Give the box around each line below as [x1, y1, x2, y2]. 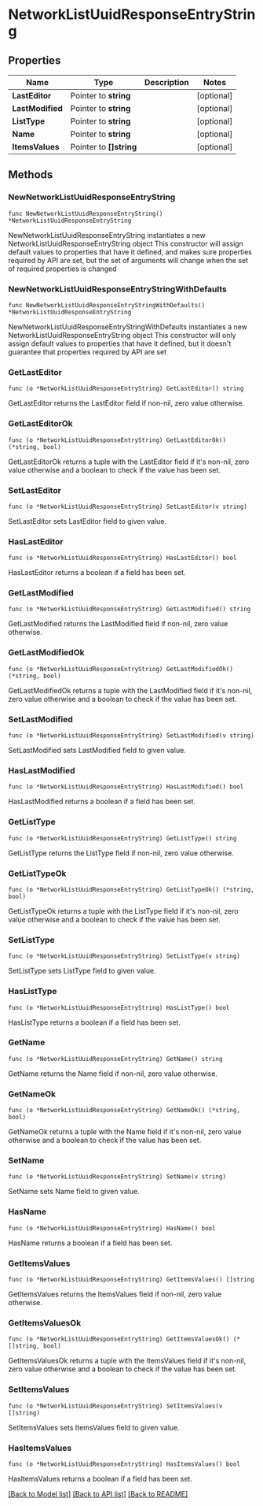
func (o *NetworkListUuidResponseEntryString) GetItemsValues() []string [8, 1276, 255, 1284]
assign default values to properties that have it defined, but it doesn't [8, 339, 232, 348]
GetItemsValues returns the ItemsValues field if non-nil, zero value [8, 1289, 222, 1299]
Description [144, 77, 190, 87]
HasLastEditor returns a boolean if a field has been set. [8, 568, 186, 577]
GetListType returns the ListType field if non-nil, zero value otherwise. [8, 848, 234, 858]
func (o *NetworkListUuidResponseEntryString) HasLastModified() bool [8, 783, 244, 791]
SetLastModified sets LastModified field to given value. [8, 746, 186, 755]
